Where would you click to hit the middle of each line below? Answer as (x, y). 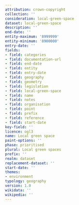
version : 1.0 (18, 186)
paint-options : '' (23, 141)
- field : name (19, 95)
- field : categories (26, 55)
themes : (13, 172)
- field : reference (25, 118)
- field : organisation (28, 104)
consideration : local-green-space (40, 18)
